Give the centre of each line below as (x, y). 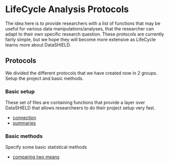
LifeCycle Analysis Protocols (67, 9)
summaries (24, 123)
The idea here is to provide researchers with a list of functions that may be (83, 23)
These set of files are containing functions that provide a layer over (75, 103)
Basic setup (20, 91)
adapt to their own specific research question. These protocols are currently (85, 34)
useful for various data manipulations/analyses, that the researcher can (80, 28)
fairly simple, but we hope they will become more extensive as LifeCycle (80, 39)
